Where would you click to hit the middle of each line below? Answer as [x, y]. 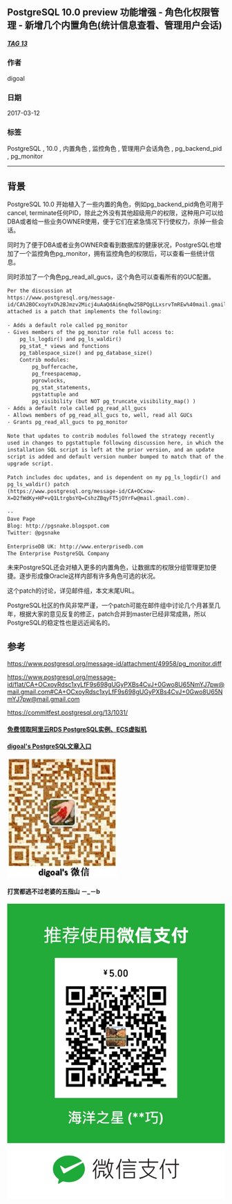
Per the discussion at [40, 291]
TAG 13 [17, 43]
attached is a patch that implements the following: [85, 312]
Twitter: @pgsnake [33, 533]
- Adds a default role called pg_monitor [68, 326]
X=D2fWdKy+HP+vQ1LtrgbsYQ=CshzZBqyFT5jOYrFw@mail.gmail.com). [98, 499]
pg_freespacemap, [57, 374]
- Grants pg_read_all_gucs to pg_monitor [68, 423]
